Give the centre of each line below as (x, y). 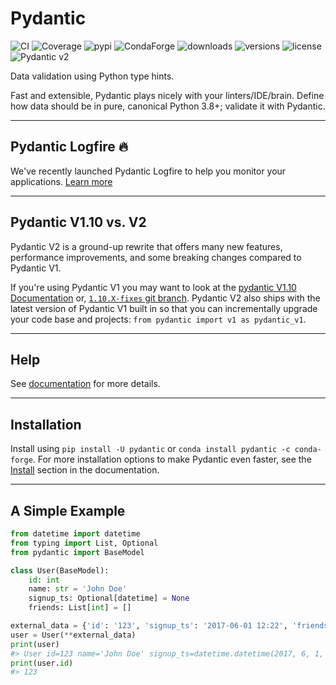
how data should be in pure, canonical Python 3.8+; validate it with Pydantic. (168, 106)
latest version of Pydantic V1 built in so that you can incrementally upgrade (164, 308)
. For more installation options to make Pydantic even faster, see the (172, 459)
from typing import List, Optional (84, 543)
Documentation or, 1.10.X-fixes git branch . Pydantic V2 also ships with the (165, 298)
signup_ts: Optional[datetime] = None (109, 598)
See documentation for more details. (85, 384)
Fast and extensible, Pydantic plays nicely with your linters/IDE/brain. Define (167, 95)
